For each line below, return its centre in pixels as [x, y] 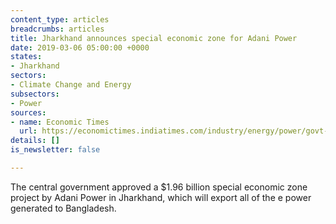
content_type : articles [60, 19]
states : [26, 57]
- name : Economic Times [60, 122]
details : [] [35, 141]
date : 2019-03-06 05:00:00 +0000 [80, 47]
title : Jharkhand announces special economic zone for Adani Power [154, 38]
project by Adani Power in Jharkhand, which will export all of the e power [161, 197]
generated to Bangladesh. [63, 208]
